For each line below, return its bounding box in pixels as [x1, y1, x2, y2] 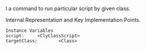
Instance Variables [5, 28, 54, 34]
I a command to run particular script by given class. [5, 5, 131, 12]
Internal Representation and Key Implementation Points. [5, 16, 141, 23]
